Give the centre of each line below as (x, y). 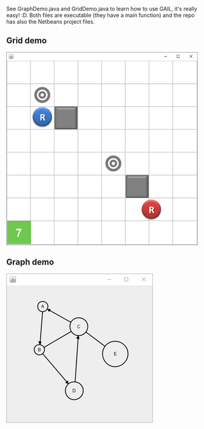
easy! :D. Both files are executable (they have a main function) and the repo (100, 15)
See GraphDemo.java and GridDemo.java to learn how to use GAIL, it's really (102, 9)
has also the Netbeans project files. (51, 22)
